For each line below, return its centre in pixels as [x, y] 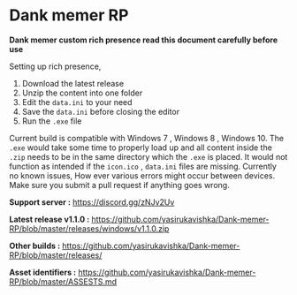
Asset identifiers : [43, 272]
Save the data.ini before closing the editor [100, 111]
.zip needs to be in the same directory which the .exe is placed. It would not [148, 156]
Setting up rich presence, [55, 66]
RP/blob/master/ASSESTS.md [63, 281]
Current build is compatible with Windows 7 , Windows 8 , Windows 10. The [147, 138]
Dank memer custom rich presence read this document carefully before [144, 40]
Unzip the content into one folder [82, 93]
